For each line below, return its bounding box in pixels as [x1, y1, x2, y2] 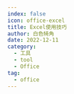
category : [7, 43, 37, 50]
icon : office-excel [7, 17, 65, 24]
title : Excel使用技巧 [7, 23, 68, 30]
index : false [7, 10, 46, 18]
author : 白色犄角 [7, 30, 55, 37]
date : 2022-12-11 [7, 37, 59, 44]
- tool [14, 57, 33, 64]
